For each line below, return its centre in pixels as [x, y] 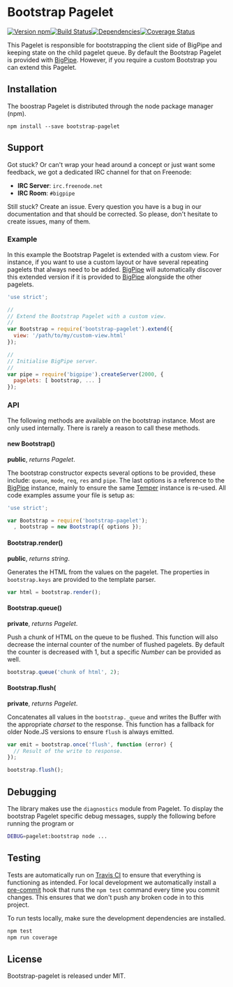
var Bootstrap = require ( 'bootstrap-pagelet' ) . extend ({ [90, 329]
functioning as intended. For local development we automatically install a [112, 882]
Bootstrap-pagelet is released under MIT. [66, 976]
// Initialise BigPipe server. [53, 361]
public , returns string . [38, 558]
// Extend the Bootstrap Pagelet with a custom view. [87, 316]
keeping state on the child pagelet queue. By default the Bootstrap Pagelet [114, 52]
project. [18, 905]
